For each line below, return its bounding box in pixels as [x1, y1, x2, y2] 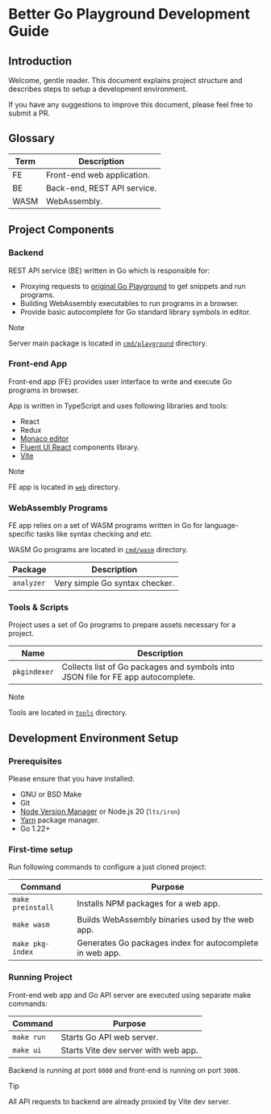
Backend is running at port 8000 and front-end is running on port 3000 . [8, 1065, 240, 1074]
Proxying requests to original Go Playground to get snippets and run [19, 281, 246, 291]
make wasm [12, 920, 50, 929]
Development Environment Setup [8, 731, 179, 745]
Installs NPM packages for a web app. [76, 898, 220, 909]
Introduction [8, 54, 73, 68]
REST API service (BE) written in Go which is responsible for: [8, 266, 210, 275]
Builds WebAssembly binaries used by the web [76, 914, 254, 925]
